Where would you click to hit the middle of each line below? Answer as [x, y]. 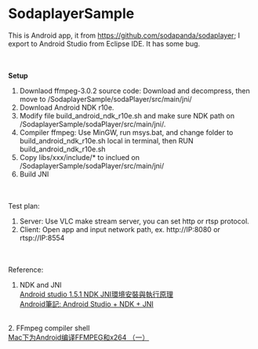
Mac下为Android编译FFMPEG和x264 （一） [79, 337]
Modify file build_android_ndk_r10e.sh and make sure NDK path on [127, 115]
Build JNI [34, 174]
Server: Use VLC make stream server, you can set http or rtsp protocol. [134, 221]
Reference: [26, 269]
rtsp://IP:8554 [42, 238]
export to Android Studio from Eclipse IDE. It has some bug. [104, 43]
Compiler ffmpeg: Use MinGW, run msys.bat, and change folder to [126, 132]
